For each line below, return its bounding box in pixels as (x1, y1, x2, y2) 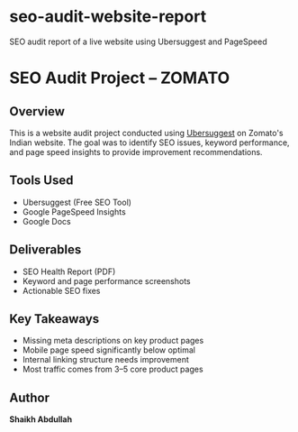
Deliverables (9, 242, 82, 258)
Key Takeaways (9, 311, 100, 326)
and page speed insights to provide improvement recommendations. (9, 146, 263, 157)
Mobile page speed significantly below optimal (22, 345, 196, 355)
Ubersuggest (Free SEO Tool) (22, 197, 132, 207)
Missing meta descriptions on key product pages (22, 335, 204, 346)
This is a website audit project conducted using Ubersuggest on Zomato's (9, 127, 284, 138)
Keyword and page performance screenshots (22, 275, 191, 286)
